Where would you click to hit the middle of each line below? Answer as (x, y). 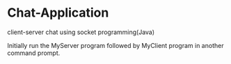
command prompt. (34, 53)
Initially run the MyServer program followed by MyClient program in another (115, 45)
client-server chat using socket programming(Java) (81, 32)
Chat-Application (58, 13)
